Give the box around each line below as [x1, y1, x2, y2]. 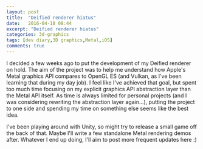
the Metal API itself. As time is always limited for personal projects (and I [6, 92, 187, 99]
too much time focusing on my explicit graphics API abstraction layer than [6, 85, 191, 92]
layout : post [6, 9, 40, 15]
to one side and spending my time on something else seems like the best [6, 105, 189, 112]
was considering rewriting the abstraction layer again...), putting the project [6, 98, 195, 105]
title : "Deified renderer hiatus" [6, 15, 97, 21]
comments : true [6, 43, 45, 49]
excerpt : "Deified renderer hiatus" [6, 26, 99, 32]
